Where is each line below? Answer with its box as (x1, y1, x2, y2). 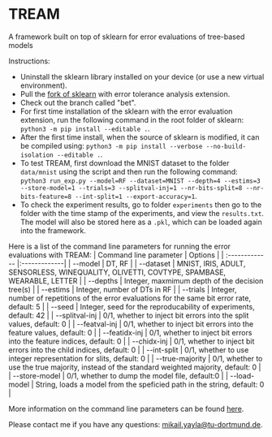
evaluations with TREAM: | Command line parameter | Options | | (8, 249, 224, 260)
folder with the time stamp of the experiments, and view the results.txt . (19, 208, 264, 218)
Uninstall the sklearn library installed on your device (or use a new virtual (19, 71, 265, 81)
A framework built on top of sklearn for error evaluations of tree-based (8, 32, 245, 41)
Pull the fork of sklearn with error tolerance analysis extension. (19, 89, 231, 98)
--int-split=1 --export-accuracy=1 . (75, 191, 197, 201)
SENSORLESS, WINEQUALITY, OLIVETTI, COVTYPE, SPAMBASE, (8, 267, 226, 277)
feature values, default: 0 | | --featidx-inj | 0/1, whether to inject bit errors (8, 327, 253, 337)
